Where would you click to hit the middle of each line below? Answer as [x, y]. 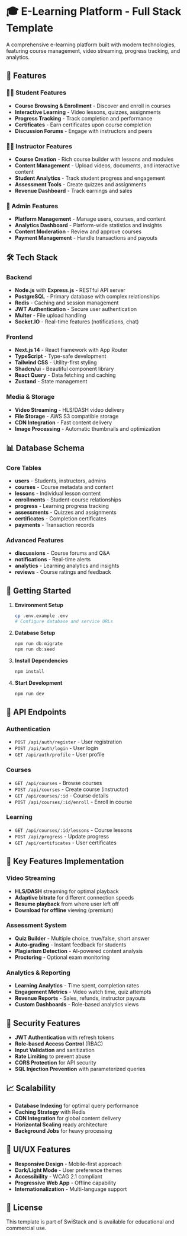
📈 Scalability [31, 1089]
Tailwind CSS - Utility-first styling [56, 363]
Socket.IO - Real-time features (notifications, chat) [77, 322]
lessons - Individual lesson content [58, 494]
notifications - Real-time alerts [53, 560]
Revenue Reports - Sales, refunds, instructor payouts [80, 998]
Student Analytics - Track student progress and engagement [90, 178]
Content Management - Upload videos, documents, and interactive [97, 165]
